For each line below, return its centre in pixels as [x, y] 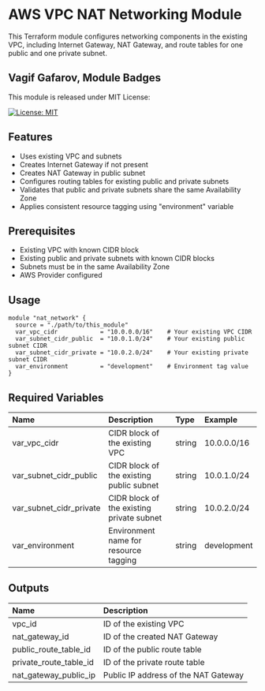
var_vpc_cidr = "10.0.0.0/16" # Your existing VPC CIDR [134, 332]
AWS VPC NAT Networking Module [125, 15]
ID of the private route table [154, 662]
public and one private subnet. [58, 53]
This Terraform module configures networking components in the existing [128, 36]
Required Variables [56, 397]
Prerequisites [42, 231]
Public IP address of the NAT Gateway [174, 674]
